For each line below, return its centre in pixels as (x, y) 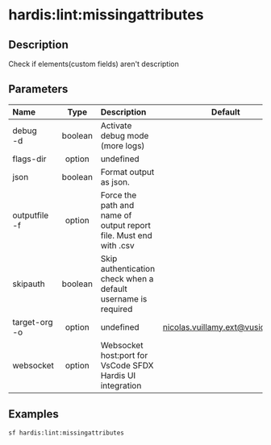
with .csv (117, 245)
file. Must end (126, 235)
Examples (33, 414)
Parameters (38, 89)
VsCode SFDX (127, 365)
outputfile (31, 215)
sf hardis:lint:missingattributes (67, 433)
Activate (116, 125)
